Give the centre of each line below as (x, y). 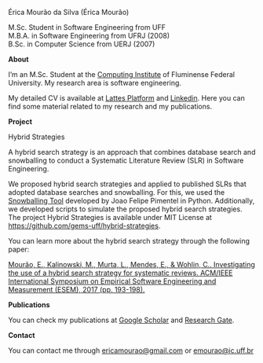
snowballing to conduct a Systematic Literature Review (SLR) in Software (126, 160)
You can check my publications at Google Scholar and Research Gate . (121, 320)
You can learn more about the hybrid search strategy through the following (129, 241)
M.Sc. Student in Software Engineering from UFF (87, 27)
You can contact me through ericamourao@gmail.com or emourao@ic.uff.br (131, 350)
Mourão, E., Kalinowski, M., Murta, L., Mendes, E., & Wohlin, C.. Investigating (131, 264)
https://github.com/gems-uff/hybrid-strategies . (84, 225)
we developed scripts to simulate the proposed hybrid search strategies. (125, 209)
